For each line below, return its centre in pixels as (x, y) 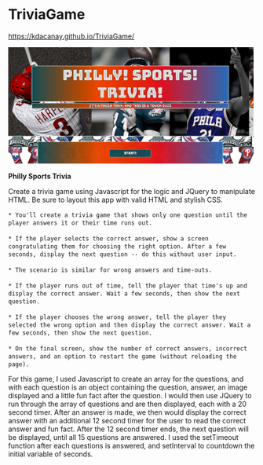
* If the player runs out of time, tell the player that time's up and (128, 286)
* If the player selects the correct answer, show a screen (109, 238)
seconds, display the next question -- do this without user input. (122, 254)
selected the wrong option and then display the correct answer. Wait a (130, 325)
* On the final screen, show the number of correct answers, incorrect (128, 348)
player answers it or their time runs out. (80, 223)
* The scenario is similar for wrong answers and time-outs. (110, 270)
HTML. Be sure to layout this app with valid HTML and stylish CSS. (116, 200)
